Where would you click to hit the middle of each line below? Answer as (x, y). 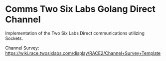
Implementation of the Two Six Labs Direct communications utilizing (75, 33)
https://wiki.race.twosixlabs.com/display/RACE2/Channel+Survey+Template (83, 53)
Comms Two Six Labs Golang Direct (81, 9)
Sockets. (14, 38)
